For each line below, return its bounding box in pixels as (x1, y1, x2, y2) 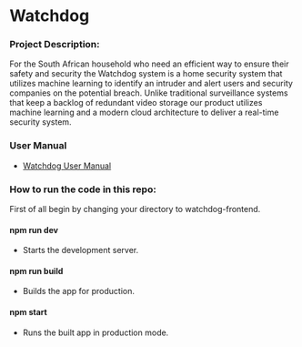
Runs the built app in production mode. (22, 327, 169, 338)
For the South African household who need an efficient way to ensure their (9, 58, 289, 69)
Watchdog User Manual (22, 160, 112, 171)
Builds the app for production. (22, 286, 135, 297)
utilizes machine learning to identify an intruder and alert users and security (9, 78, 294, 89)
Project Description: (9, 38, 100, 51)
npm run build (9, 265, 64, 276)
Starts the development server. (22, 245, 139, 256)
